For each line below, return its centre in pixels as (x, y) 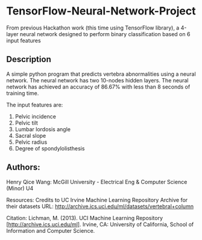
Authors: (23, 168)
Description (29, 59)
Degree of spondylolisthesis (50, 148)
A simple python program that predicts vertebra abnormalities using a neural (101, 74)
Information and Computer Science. (51, 230)
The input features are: (35, 105)
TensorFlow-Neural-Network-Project (101, 11)
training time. (23, 93)
